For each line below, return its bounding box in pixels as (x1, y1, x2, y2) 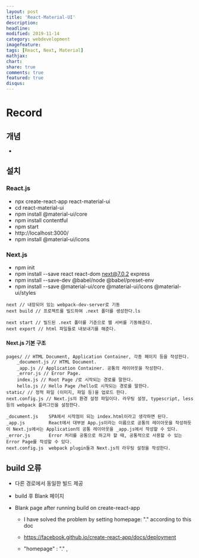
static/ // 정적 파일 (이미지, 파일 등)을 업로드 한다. (6, 390, 128, 396)
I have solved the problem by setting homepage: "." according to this (23, 516, 192, 523)
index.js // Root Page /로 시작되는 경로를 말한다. (17, 377, 134, 383)
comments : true (6, 70, 44, 75)
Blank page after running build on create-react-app (14, 505, 140, 511)
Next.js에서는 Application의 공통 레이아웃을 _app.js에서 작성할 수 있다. (12, 426, 178, 433)
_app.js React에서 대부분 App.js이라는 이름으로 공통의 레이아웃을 (6, 420, 173, 426)
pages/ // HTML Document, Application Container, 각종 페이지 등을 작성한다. (6, 354, 189, 360)
